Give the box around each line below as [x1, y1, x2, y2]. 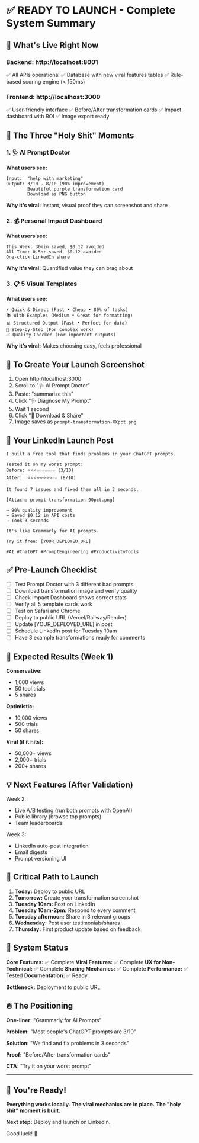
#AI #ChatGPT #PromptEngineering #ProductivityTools [6, 549, 139, 555]
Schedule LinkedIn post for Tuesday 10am [14, 627, 117, 634]
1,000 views [14, 679, 44, 686]
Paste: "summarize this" [14, 390, 74, 397]
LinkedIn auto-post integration [14, 842, 89, 850]
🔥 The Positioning [6, 1001, 73, 1011]
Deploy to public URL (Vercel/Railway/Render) [14, 614, 127, 621]
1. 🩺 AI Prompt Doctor [6, 149, 70, 157]
